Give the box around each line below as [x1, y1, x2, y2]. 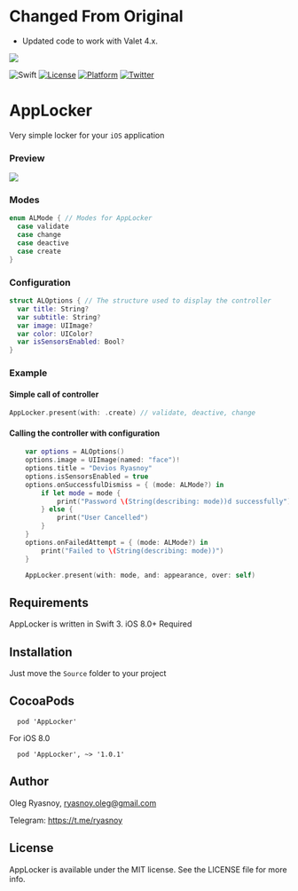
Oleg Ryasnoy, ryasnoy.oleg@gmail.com [9, 797, 157, 808]
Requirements [9, 595, 89, 610]
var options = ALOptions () [25, 447, 125, 456]
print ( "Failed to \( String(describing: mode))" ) [41, 546, 224, 556]
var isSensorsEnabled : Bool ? [17, 337, 125, 347]
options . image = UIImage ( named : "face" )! [25, 455, 180, 465]
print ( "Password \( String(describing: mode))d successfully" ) [56, 497, 292, 506]
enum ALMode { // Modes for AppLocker [9, 214, 153, 223]
